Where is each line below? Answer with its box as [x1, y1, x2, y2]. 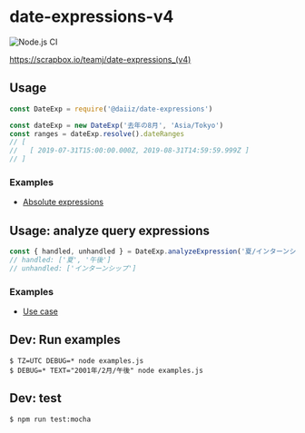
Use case [22, 306, 59, 317]
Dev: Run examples [9, 332, 121, 348]
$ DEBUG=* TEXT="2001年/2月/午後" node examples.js [9, 366, 204, 375]
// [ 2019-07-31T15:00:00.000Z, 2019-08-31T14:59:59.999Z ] [9, 146, 250, 155]
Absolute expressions [22, 197, 104, 208]
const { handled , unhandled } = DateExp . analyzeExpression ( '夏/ [9, 247, 257, 256]
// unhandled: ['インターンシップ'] [9, 263, 137, 273]
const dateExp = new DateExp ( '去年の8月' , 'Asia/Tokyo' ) [9, 121, 224, 130]
